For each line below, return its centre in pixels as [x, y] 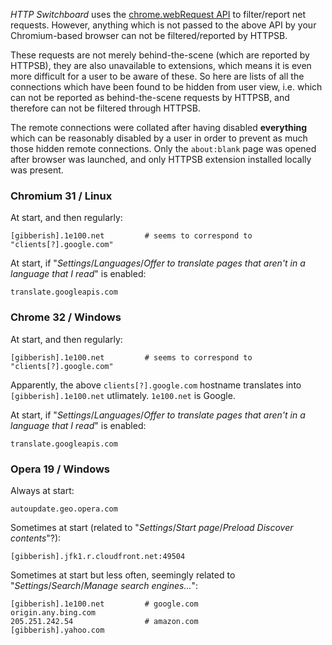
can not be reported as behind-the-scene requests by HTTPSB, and [150, 97]
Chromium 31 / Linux [61, 196]
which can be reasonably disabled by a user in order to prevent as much [159, 138]
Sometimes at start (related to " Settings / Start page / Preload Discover [152, 527]
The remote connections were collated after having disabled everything [159, 127]
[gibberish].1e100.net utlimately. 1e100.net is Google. [123, 395]
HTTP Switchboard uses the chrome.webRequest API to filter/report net [158, 14]
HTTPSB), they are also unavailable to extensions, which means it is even [161, 65]
